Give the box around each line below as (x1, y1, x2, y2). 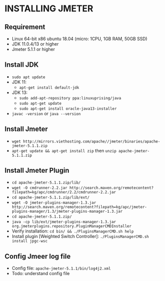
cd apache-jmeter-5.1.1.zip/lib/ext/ (11, 195, 90, 200)
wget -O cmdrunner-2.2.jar (11, 186, 68, 190)
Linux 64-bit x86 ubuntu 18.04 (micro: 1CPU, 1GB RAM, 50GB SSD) (11, 36, 148, 42)
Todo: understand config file (11, 271, 70, 277)
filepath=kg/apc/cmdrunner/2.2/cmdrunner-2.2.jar (11, 190, 117, 195)
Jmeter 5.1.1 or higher (11, 47, 55, 52)
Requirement (4, 23, 45, 31)
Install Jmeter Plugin (4, 166, 70, 175)
